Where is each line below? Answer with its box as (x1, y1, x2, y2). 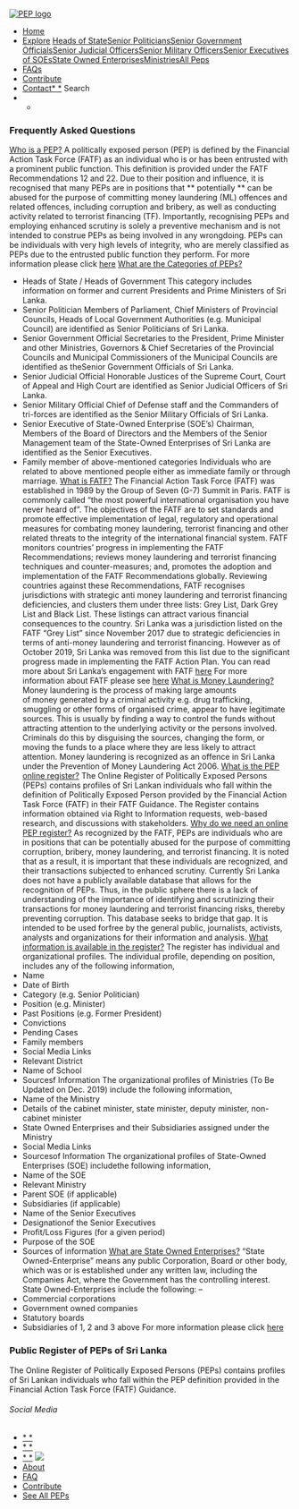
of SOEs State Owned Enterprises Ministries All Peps (21, 55, 210, 64)
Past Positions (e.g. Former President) (21, 1008, 162, 1019)
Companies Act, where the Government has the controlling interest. (21, 1275, 270, 1285)
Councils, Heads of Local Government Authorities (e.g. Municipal (21, 314, 262, 325)
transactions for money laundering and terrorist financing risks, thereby (21, 904, 286, 915)
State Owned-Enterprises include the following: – (21, 1284, 203, 1295)
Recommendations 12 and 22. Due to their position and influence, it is (9, 173, 265, 183)
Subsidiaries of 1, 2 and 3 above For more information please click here (21, 1322, 284, 1333)
